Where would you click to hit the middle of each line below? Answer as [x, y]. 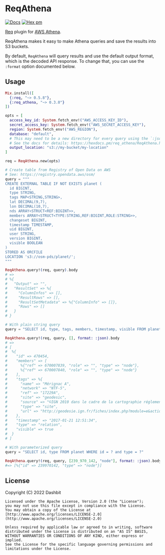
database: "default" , [32, 134]
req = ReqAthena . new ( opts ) [33, 161]
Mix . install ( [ [20, 93]
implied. [14, 540]
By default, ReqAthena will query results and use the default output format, [80, 56]
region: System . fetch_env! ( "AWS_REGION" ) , [54, 129]
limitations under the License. [38, 549]
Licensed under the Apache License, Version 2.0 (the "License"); [74, 501]
